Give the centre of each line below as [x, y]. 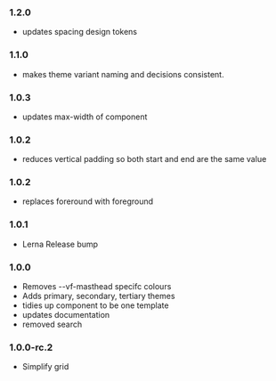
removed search [52, 324]
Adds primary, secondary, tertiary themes [98, 296]
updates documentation [66, 315]
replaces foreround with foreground [88, 201]
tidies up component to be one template [95, 305]
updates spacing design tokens [80, 32]
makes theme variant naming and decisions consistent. [123, 74]
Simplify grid [45, 367]
